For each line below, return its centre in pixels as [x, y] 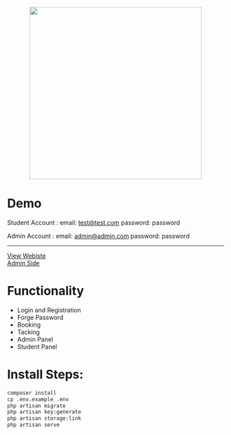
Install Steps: [45, 375]
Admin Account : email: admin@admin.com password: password [99, 236]
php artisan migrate [37, 406]
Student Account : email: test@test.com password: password [93, 222]
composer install [32, 393]
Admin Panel [35, 339]
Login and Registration [49, 310]
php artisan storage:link [44, 418]
